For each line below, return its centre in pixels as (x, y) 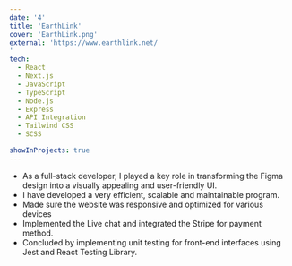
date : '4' (28, 17)
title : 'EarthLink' (46, 26)
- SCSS (30, 134)
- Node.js (35, 101)
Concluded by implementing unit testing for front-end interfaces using (152, 242)
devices (37, 214)
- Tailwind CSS (46, 126)
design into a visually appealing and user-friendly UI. (120, 185)
